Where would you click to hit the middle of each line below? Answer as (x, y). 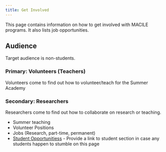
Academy (15, 88)
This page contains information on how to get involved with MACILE (77, 24)
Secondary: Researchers (37, 101)
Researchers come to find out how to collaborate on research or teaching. (83, 112)
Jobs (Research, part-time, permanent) (54, 133)
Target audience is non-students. (40, 58)
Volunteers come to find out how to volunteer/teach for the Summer (77, 83)
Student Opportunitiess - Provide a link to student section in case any (86, 139)
